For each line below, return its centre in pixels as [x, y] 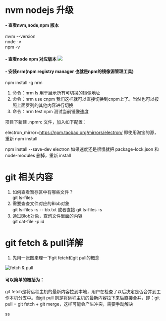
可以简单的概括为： [25, 280]
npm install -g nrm [24, 83]
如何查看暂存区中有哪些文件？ [43, 192]
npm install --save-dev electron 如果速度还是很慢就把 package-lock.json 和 [82, 149]
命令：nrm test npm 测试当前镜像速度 [51, 112]
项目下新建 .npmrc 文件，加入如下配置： [46, 122]
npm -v [13, 47]
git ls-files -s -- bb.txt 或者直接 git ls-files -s [57, 210]
